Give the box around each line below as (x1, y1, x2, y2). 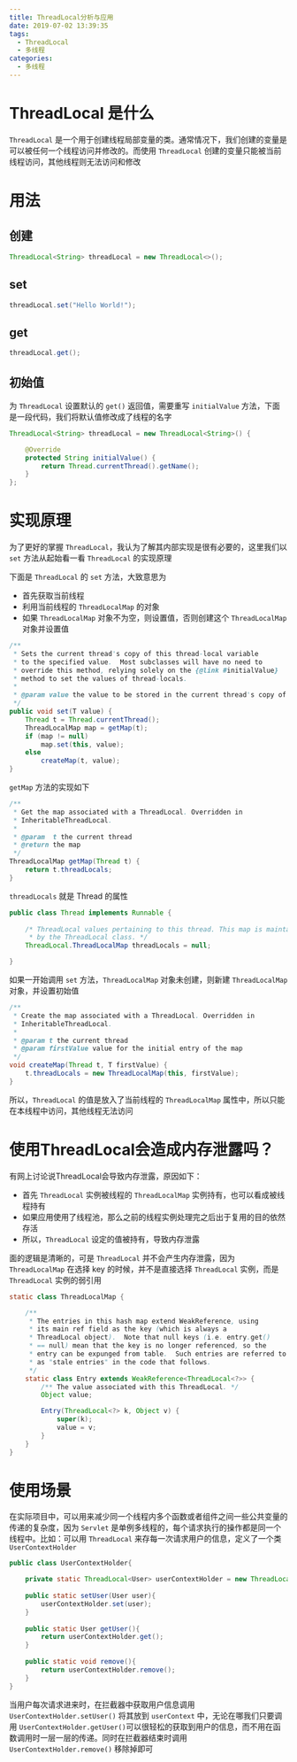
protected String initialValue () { (25, 453, 156, 462)
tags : (9, 29, 29, 38)
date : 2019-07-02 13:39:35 (9, 21, 109, 30)
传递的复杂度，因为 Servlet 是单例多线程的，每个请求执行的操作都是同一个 (9, 1522, 281, 1533)
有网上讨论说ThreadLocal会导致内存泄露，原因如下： (9, 1171, 202, 1181)
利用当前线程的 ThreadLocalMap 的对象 (21, 601, 160, 612)
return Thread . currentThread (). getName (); (41, 461, 200, 470)
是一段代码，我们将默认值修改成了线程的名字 (9, 411, 172, 421)
